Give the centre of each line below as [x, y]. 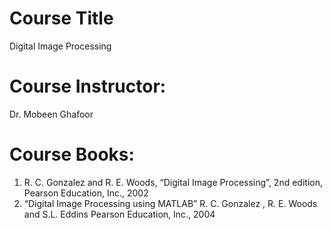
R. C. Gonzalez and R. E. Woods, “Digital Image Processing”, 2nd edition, [173, 182]
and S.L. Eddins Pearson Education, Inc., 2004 [119, 214]
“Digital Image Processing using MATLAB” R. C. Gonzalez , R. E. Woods [170, 203]
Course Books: [72, 154]
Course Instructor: [88, 86]
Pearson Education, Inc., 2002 [86, 193]
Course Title [61, 18]
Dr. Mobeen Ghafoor [51, 114]
